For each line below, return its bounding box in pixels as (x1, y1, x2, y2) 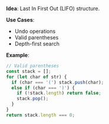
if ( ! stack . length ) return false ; (16, 91, 101, 96)
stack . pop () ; (16, 96, 49, 102)
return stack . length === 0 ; (6, 112, 75, 118)
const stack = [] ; (6, 68, 51, 74)
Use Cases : (6, 16, 35, 23)
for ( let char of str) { (6, 73, 67, 80)
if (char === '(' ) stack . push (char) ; (11, 79, 104, 85)
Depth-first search (14, 41, 60, 47)
